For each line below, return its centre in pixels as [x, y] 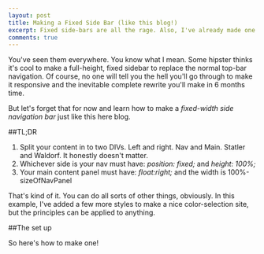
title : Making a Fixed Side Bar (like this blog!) [93, 23]
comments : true [33, 37]
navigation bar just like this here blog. [70, 117]
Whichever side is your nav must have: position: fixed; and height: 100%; [138, 164]
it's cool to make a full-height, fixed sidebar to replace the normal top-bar [127, 68]
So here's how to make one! [54, 243]
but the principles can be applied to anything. [82, 212]
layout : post [30, 15]
